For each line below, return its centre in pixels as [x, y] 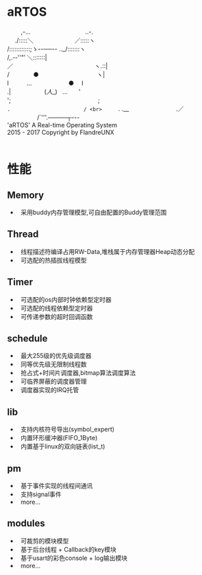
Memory [26, 195]
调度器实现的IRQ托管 [50, 390]
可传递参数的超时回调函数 [56, 316]
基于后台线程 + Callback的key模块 [68, 549]
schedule [27, 338]
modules [26, 523]
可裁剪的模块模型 [45, 541]
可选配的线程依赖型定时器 [56, 308]
